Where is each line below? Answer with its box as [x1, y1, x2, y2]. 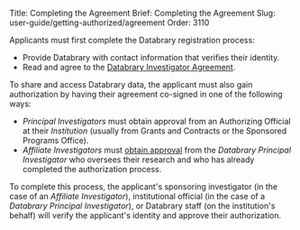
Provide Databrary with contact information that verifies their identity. [22, 52, 280, 62]
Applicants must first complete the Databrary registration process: [9, 35, 255, 45]
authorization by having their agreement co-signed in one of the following [9, 89, 283, 99]
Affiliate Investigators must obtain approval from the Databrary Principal [22, 144, 291, 155]
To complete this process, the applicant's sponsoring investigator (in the [9, 181, 278, 192]
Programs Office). [22, 135, 89, 145]
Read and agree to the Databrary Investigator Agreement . [22, 62, 236, 72]
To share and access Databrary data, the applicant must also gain [9, 79, 253, 89]
